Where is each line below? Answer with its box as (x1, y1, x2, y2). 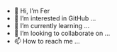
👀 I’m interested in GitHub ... (13, 14, 96, 22)
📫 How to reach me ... (13, 37, 80, 45)
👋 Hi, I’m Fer (13, 7, 50, 15)
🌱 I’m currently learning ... (13, 22, 90, 30)
